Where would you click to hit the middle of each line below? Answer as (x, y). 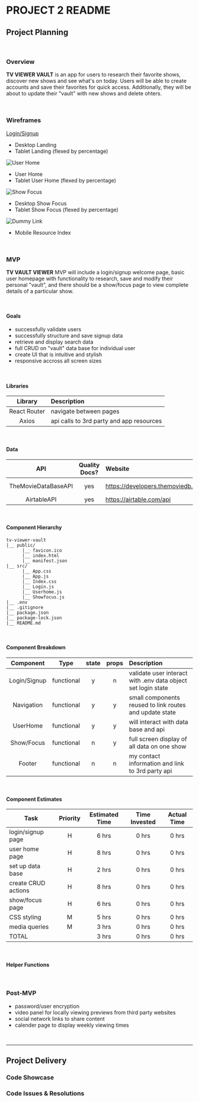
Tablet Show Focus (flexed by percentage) (66, 209)
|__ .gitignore (25, 607)
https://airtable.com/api (138, 499)
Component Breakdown (36, 648)
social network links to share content (60, 1018)
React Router (27, 411)
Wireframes (24, 120)
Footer (28, 763)
